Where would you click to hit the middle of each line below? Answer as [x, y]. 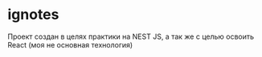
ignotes [33, 15]
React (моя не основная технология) [70, 44]
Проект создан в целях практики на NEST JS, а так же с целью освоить [131, 36]
